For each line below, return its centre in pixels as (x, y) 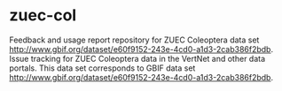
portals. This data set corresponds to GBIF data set (102, 68)
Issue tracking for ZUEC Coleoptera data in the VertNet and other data (137, 58)
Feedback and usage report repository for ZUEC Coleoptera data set (134, 40)
